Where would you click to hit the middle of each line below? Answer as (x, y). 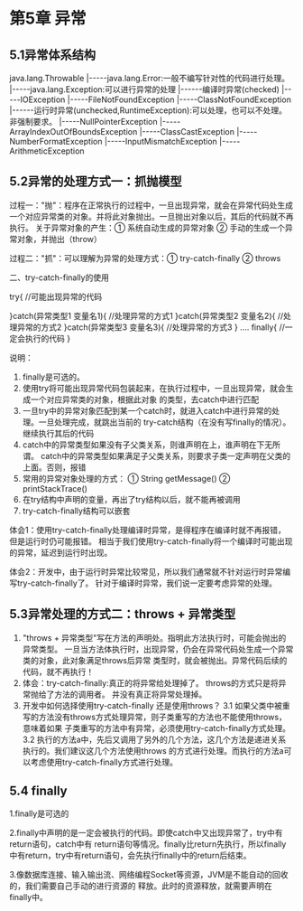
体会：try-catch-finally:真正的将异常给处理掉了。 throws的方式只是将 (151, 682)
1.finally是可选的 (39, 813)
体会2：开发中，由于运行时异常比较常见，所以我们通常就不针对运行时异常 (146, 571)
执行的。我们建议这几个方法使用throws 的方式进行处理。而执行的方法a (153, 750)
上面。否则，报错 (54, 467)
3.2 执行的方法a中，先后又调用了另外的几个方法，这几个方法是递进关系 (154, 739)
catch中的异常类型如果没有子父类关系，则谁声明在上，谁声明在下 (143, 445)
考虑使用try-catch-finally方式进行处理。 (104, 762)
